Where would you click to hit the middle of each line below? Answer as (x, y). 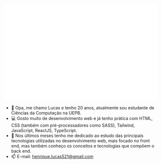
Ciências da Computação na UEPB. (46, 113)
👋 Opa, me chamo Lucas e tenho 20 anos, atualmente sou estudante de (83, 108)
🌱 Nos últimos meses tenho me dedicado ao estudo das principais (77, 136)
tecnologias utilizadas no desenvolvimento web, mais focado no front (80, 141)
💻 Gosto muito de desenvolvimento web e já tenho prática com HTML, (82, 119)
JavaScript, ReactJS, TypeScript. (44, 131)
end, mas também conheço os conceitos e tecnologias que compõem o (83, 146)
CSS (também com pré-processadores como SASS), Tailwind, (73, 125)
